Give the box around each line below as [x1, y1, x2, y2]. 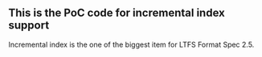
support [8, 19, 50, 32]
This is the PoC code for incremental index [8, 6, 225, 20]
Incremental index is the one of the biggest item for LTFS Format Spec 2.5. [8, 40, 255, 49]
